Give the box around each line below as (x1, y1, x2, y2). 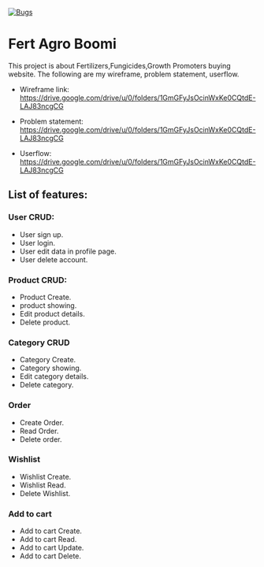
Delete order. (19, 434, 62, 444)
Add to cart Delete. (19, 551, 81, 561)
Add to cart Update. (19, 543, 84, 553)
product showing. (19, 300, 77, 310)
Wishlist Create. (19, 472, 72, 481)
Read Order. (19, 426, 59, 435)
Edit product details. (19, 309, 85, 318)
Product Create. (19, 292, 72, 302)
